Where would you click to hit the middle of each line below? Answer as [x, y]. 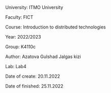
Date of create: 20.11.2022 [33, 76]
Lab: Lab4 [16, 66]
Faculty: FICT [19, 17]
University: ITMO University [34, 7]
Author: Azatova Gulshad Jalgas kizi [43, 56]
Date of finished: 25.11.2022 [34, 86]
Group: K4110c [21, 47]
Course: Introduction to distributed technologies [55, 27]
